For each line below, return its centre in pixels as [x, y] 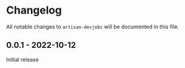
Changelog [34, 10]
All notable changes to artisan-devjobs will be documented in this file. [92, 27]
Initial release [22, 59]
